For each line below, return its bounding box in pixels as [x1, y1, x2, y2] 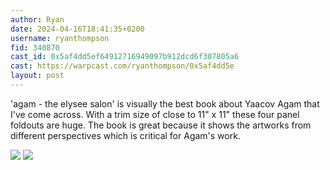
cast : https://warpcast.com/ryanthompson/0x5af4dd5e [10, 61, 235, 71]
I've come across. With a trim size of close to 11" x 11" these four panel [10, 108, 300, 120]
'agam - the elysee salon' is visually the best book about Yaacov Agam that [10, 97, 320, 110]
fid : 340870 [10, 42, 60, 53]
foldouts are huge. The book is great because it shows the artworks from [10, 119, 312, 131]
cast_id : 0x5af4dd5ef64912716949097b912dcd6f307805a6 [10, 52, 240, 62]
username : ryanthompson [10, 33, 110, 43]
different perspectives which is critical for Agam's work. [10, 129, 241, 141]
